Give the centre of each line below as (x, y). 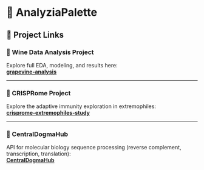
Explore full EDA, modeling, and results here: (62, 65)
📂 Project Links (35, 35)
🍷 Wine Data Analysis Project (50, 52)
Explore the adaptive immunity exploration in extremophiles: (81, 106)
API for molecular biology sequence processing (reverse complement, (94, 148)
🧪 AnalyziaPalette (52, 12)
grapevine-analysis (32, 72)
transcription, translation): (39, 154)
